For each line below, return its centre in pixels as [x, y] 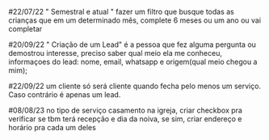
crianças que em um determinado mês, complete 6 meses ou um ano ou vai [134, 20]
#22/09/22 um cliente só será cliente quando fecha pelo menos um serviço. [134, 86]
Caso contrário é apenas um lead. [65, 95]
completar [25, 29]
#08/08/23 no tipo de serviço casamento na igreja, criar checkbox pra [125, 110]
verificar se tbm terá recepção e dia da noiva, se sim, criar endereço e [125, 119]
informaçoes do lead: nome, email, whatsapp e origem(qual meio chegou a [133, 62]
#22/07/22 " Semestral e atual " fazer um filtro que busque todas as [121, 12]
